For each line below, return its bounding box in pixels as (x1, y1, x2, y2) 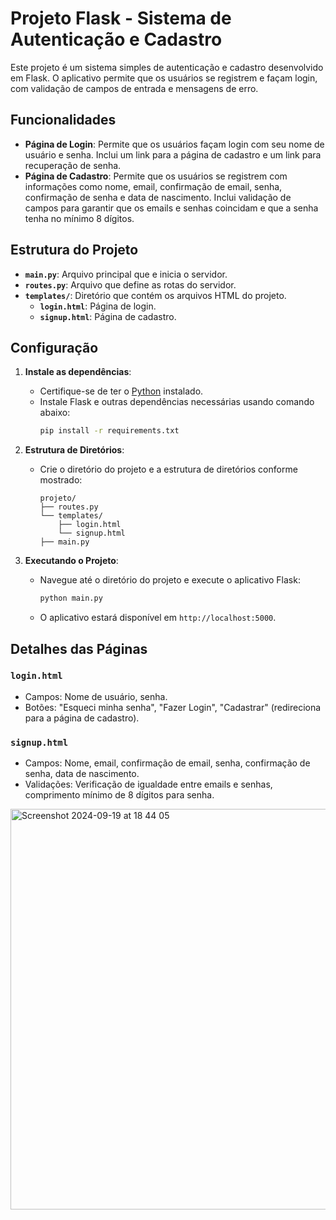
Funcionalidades (10, 112, 117, 129)
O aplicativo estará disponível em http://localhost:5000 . (39, 612, 277, 624)
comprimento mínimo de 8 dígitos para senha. (24, 789, 215, 801)
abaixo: (39, 407, 71, 419)
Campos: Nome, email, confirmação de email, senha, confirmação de (24, 757, 311, 769)
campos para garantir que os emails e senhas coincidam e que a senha (24, 202, 319, 214)
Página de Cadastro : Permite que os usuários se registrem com (24, 170, 288, 182)
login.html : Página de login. (39, 300, 157, 312)
